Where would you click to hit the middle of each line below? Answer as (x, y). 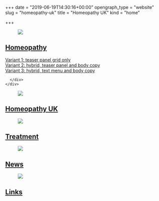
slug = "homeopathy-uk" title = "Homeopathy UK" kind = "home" (72, 13)
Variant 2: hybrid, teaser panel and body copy (53, 65)
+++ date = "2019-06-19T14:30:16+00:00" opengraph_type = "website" (80, 7)
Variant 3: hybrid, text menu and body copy (50, 71)
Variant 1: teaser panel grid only (38, 59)
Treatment (22, 137)
